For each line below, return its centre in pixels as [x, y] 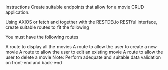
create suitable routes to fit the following [47, 27]
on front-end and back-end [34, 63]
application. [17, 12]
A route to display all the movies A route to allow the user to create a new [81, 47]
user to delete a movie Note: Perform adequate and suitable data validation [83, 57]
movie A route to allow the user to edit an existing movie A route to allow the [84, 52]
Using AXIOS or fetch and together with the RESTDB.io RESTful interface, [81, 22]
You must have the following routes [42, 37]
